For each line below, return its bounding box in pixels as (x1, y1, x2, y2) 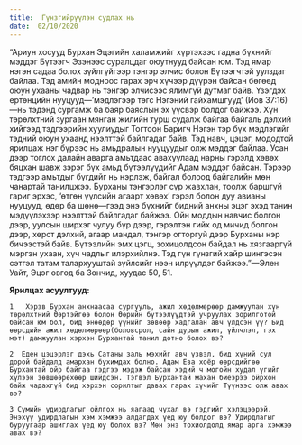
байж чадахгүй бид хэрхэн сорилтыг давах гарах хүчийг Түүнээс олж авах (9, 381, 288, 390)
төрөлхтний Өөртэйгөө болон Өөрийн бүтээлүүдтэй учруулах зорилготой (9, 310, 277, 319)
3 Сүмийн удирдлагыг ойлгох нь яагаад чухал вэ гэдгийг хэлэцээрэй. (9, 404, 272, 413)
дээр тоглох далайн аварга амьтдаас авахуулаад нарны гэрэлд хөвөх (9, 152, 279, 162)
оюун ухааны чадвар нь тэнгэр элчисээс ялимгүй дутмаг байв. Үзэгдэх (9, 85, 287, 96)
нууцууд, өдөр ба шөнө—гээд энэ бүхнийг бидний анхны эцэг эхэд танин (9, 199, 293, 210)
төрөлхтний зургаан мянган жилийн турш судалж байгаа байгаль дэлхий (9, 114, 292, 125)
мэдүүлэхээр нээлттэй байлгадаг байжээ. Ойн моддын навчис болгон (9, 209, 281, 220)
